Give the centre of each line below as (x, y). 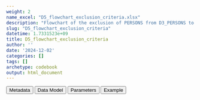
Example (114, 90)
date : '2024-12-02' (31, 51)
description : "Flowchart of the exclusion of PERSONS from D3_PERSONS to (100, 23)
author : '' (20, 45)
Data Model (50, 90)
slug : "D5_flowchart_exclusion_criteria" (59, 28)
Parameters (84, 90)
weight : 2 (19, 12)
